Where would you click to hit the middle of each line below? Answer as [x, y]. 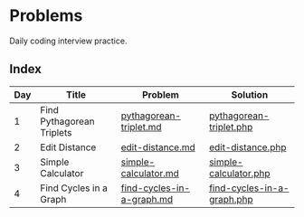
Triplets [56, 132]
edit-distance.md [158, 147]
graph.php [231, 199]
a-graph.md [147, 199]
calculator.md [150, 173]
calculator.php [240, 173]
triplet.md [141, 127]
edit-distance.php [248, 147]
